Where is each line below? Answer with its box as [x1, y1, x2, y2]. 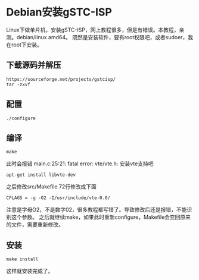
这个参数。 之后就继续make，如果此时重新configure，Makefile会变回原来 [11, 213, 191, 221]
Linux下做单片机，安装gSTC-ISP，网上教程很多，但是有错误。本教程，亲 [6, 26, 185, 33]
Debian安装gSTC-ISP [6, 5, 112, 19]
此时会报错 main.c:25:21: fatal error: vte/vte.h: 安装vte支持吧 [6, 160, 154, 167]
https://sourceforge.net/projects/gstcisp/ [6, 76, 116, 82]
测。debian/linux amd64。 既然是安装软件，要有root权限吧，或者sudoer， [6, 33, 188, 40]
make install [6, 256, 39, 262]
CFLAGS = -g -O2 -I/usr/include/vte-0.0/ [6, 195, 111, 201]
